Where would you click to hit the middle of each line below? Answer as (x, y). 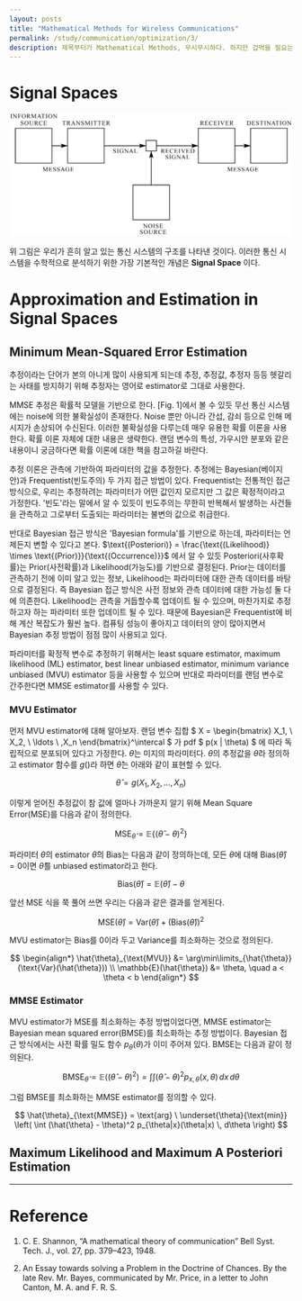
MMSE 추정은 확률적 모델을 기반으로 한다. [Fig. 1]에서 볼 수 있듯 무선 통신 (138, 405)
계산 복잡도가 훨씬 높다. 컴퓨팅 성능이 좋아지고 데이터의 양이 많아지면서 (142, 623)
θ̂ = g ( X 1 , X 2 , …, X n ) (151, 783)
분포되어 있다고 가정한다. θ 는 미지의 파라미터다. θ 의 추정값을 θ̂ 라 (153, 753)
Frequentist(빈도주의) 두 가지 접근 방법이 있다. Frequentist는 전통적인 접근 (159, 481)
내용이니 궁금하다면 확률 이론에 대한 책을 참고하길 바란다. (109, 450)
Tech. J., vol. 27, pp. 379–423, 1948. (89, 1251)
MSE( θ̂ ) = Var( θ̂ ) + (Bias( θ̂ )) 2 (151, 921)
